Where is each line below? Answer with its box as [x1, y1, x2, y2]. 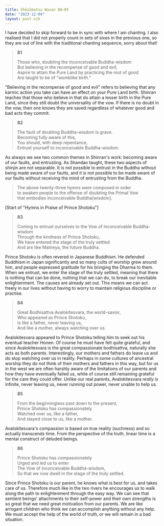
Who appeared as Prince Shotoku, [17, 315, 87, 321]
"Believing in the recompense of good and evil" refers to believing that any [5, 84, 156, 90]
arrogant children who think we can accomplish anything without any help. [5, 506, 156, 512]
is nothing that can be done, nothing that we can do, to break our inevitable [5, 275, 157, 281]
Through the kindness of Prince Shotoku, [17, 234, 100, 240]
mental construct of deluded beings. [5, 436, 78, 442]
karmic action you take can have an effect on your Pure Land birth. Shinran [5, 89, 156, 96]
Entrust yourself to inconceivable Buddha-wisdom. [17, 145, 120, 151]
